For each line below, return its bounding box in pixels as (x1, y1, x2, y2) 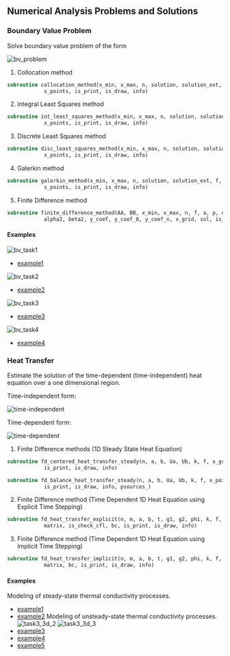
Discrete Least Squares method (16, 132, 106, 140)
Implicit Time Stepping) (16, 542, 83, 551)
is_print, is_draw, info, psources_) (43, 483, 152, 490)
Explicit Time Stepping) (16, 503, 83, 511)
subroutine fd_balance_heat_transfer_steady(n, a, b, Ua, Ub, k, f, (7, 477, 207, 483)
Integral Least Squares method (16, 100, 104, 108)
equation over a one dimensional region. (7, 378, 121, 386)
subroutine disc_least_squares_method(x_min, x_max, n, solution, (7, 145, 201, 153)
